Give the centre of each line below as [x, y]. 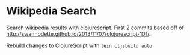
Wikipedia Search [51, 11]
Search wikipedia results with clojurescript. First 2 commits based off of [95, 27]
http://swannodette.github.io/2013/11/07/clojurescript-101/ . [78, 33]
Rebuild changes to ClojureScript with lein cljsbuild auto [79, 45]
